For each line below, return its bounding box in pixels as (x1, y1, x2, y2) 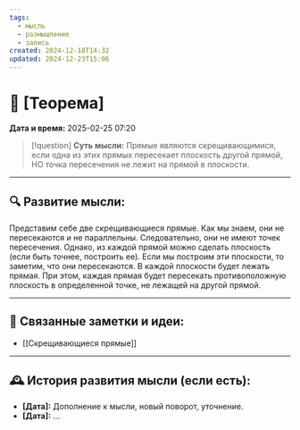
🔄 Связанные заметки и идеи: (9, 314, 185, 329)
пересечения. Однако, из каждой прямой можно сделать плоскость (9, 241, 271, 252)
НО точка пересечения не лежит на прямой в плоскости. (30, 158, 250, 170)
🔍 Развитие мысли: (9, 194, 126, 210)
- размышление (17, 30, 70, 38)
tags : (9, 13, 29, 22)
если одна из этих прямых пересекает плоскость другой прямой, (30, 149, 283, 160)
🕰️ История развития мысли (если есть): (9, 373, 252, 388)
